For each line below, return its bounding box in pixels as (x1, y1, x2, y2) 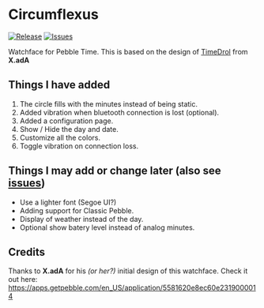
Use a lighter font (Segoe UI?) (19, 197, 117, 207)
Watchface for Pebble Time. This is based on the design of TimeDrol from (8, 47, 248, 56)
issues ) (8, 176, 46, 190)
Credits (8, 245, 46, 258)
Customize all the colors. (19, 133, 101, 142)
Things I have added (8, 78, 111, 92)
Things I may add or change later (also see (8, 164, 221, 178)
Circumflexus (8, 6, 99, 24)
